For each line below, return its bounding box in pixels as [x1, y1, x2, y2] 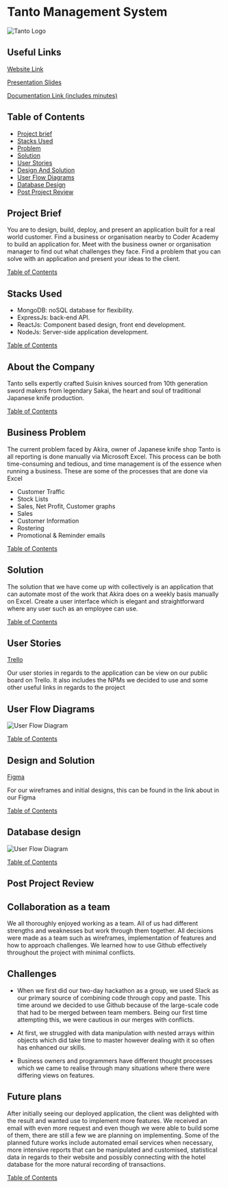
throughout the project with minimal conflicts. [7, 948, 136, 956]
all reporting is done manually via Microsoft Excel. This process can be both [7, 452, 221, 460]
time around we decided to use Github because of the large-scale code [16, 1001, 219, 1009]
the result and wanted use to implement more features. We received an [7, 1116, 207, 1124]
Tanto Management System [7, 4, 168, 20]
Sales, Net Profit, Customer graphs [16, 502, 116, 510]
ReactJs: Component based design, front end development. [16, 321, 186, 329]
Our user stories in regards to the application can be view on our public [7, 669, 208, 677]
